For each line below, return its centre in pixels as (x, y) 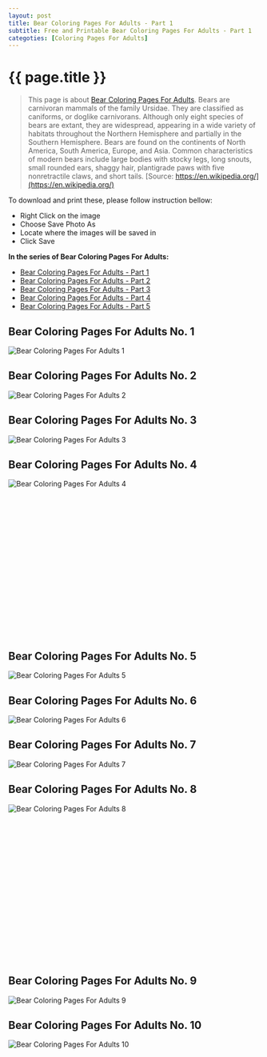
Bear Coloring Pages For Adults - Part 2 (85, 281)
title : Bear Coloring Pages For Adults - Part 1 (91, 23)
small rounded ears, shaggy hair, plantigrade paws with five (126, 168)
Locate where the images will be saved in (88, 233)
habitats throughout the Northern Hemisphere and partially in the (135, 134)
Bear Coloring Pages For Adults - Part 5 (85, 306)
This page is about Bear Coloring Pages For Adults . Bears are (129, 100)
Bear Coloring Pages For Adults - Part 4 (85, 298)
